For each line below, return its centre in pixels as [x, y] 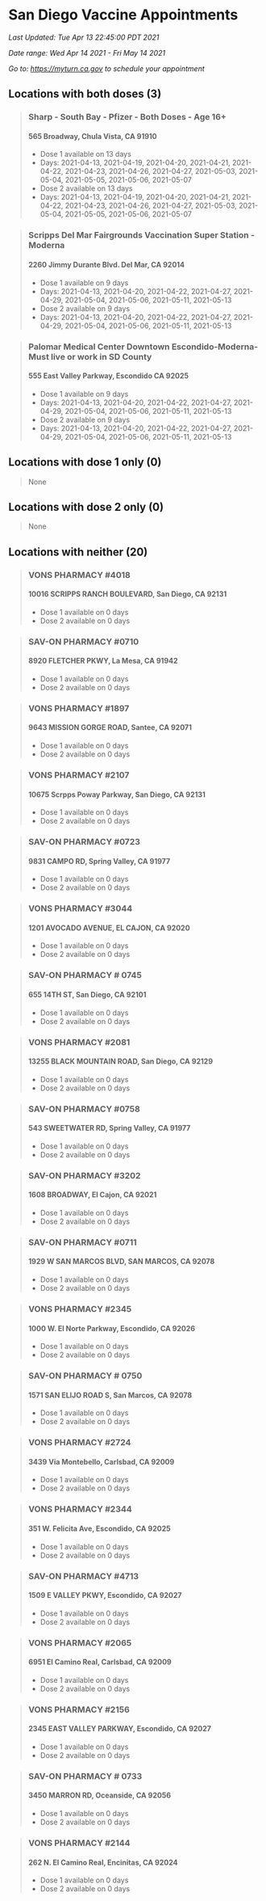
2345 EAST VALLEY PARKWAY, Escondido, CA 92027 [120, 1729]
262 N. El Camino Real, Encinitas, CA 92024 [103, 1862]
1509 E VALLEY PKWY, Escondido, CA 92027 [105, 1595]
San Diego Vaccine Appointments [123, 15]
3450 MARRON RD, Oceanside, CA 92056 [100, 1795]
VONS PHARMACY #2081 [79, 1042]
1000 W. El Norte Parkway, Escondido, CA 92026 [112, 1328]
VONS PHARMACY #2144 [79, 1843]
